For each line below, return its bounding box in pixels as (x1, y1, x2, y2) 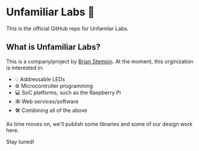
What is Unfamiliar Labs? (6, 42, 101, 52)
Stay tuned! (6, 138, 34, 145)
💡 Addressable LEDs (14, 75, 65, 82)
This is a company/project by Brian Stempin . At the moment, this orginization (6, 57, 194, 65)
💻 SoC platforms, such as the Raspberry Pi (14, 89, 121, 96)
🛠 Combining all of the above (14, 107, 88, 114)
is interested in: (6, 64, 44, 71)
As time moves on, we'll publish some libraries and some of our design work (6, 120, 193, 127)
